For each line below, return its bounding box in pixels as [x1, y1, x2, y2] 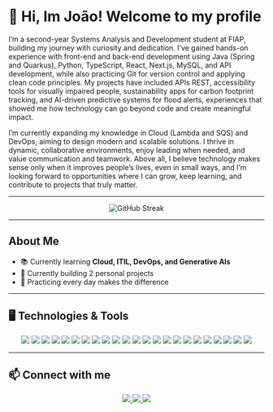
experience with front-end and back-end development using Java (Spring [8, 51, 255, 61]
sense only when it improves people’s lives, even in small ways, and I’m [8, 162, 247, 172]
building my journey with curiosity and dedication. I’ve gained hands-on [8, 42, 249, 52]
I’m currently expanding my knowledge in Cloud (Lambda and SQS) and [8, 128, 249, 138]
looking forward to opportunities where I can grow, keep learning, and [8, 171, 242, 181]
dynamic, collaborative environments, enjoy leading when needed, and [8, 145, 245, 155]
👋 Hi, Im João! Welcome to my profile [8, 7, 262, 26]
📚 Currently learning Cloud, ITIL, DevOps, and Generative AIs [19, 256, 231, 266]
